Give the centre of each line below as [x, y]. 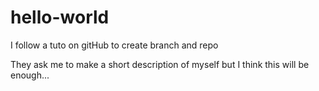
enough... [30, 75]
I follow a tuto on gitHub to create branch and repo [114, 45]
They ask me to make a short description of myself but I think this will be [160, 64]
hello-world [60, 17]
